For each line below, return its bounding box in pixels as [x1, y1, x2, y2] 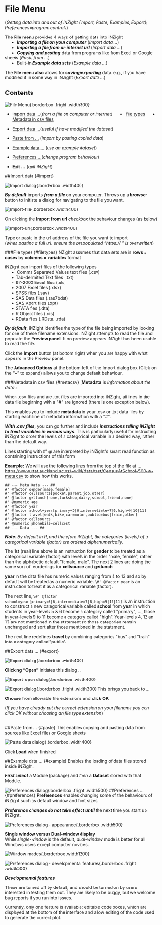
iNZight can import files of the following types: [5, 264, 98, 270]
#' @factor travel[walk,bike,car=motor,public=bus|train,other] [5, 512, 138, 517]
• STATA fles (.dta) [11, 305, 50, 311]
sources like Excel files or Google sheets [5, 730, 86, 736]
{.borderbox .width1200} [41, 851, 90, 857]
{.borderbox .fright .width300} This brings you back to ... [36, 686, 150, 692]
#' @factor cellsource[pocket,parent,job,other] [5, 491, 105, 496]
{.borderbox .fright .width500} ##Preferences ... [48, 787, 144, 793]
